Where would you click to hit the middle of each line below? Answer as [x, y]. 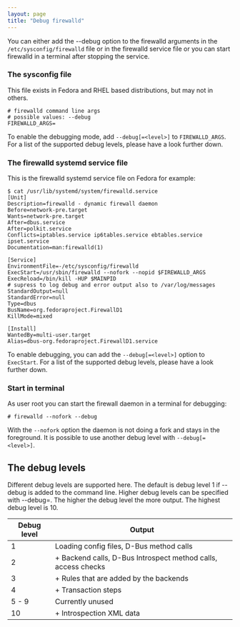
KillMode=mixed [30, 316]
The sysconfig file [40, 74]
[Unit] [17, 198]
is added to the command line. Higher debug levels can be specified [128, 493]
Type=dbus [22, 304]
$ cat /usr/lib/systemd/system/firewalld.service [83, 191]
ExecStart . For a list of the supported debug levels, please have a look [111, 362]
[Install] [22, 329]
